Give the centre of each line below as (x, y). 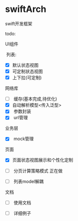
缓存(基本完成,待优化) (35, 99)
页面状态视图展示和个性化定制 (42, 160)
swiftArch (26, 9)
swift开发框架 (19, 23)
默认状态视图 (25, 65)
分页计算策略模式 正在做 (38, 171)
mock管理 (24, 139)
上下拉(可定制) (27, 78)
